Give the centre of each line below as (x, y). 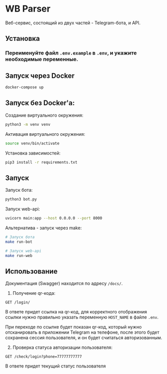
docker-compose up (24, 87)
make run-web (19, 255)
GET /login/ (18, 303)
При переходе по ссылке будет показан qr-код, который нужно (73, 327)
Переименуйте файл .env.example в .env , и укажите (71, 53)
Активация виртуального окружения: (45, 134)
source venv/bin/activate (32, 143)
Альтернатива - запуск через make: (44, 228)
